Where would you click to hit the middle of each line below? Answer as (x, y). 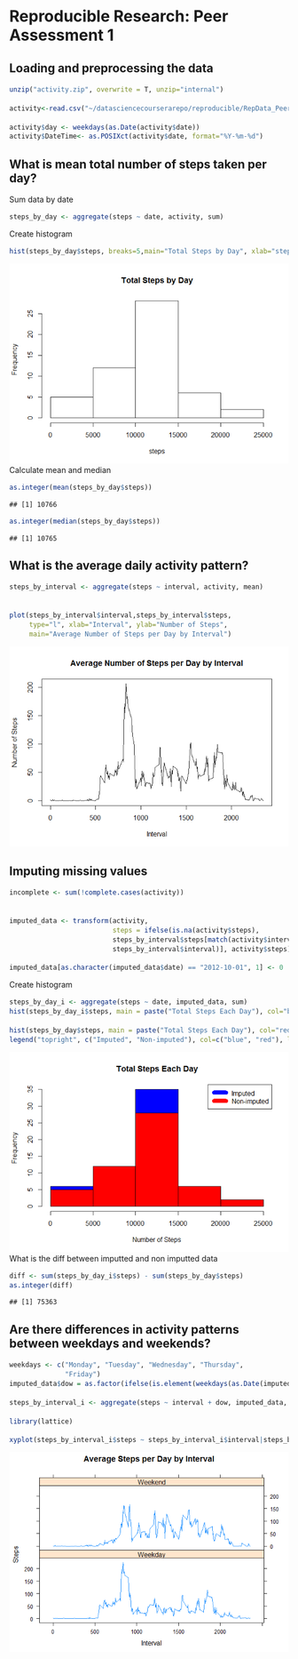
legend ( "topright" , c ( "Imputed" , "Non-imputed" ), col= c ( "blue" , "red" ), (146, 1039)
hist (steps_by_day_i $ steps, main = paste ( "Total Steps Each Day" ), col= (146, 1012)
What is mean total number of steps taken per (138, 164)
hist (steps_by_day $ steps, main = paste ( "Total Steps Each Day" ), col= (142, 1030)
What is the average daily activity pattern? (129, 565)
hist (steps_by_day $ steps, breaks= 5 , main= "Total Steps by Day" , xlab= (141, 251)
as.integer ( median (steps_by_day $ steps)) (85, 521)
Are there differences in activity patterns (124, 1330)
